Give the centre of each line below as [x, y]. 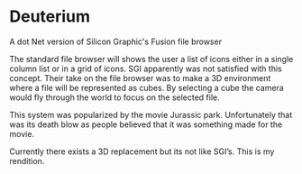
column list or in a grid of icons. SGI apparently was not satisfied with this [146, 69]
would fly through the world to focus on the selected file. [115, 97]
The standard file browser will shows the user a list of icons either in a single [151, 59]
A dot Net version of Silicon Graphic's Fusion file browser [116, 41]
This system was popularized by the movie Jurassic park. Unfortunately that [151, 114]
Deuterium [50, 17]
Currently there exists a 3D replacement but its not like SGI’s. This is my [142, 151]
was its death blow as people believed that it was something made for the [146, 124]
